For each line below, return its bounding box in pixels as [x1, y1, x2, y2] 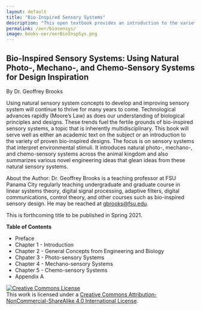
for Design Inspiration [6, 72, 89, 82]
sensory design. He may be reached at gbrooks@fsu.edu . [6, 200, 148, 207]
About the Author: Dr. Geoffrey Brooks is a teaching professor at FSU [6, 174, 176, 181]
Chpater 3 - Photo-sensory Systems [14, 254, 105, 261]
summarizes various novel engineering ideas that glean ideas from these [6, 156, 185, 163]
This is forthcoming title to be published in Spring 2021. [6, 211, 142, 218]
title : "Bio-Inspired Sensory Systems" [6, 14, 106, 20]
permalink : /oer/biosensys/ [6, 25, 77, 32]
